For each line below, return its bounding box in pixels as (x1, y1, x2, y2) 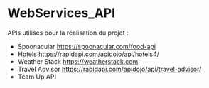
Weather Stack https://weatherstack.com (17, 57, 139, 65)
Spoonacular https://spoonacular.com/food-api (17, 42, 156, 50)
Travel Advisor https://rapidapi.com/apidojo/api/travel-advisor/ (17, 65, 202, 73)
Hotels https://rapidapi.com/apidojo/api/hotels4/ (17, 50, 160, 58)
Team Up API (17, 72, 57, 81)
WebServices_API (7, 5, 116, 21)
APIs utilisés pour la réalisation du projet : (7, 28, 129, 37)
